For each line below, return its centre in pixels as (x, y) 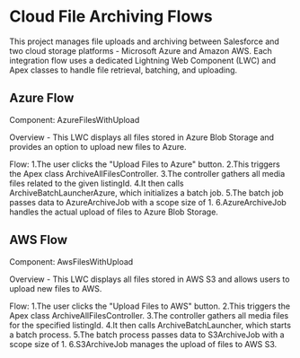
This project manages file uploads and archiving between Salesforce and (145, 41)
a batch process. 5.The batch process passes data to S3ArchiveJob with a (147, 335)
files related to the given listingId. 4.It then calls (97, 183)
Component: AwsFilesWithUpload (71, 261)
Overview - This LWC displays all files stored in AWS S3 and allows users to (150, 279)
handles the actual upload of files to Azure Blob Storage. (114, 212)
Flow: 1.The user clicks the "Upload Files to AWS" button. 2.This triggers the (150, 306)
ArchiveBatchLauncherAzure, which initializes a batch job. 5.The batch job (147, 192)
